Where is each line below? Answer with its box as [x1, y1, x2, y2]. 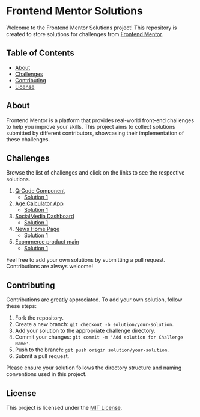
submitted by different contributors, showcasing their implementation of [6, 129, 184, 137]
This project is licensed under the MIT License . [6, 404, 123, 411]
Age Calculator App [14, 200, 64, 207]
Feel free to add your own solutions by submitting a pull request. [6, 256, 166, 264]
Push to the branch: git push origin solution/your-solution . [14, 346, 169, 353]
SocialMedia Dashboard [14, 212, 74, 220]
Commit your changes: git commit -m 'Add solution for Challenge [14, 333, 183, 341]
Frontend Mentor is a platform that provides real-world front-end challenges [6, 116, 194, 124]
